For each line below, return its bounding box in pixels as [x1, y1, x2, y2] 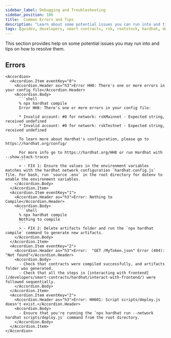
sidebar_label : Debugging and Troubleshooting [5, 7, 106, 13]
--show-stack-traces [5, 154, 49, 160]
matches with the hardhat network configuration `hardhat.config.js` [5, 168, 156, 173]
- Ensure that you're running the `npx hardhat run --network [18, 310, 154, 316]
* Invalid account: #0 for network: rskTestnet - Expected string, [18, 123, 165, 128]
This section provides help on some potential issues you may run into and [5, 40, 160, 46]
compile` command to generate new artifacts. [5, 230, 103, 235]
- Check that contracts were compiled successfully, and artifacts [18, 261, 165, 267]
